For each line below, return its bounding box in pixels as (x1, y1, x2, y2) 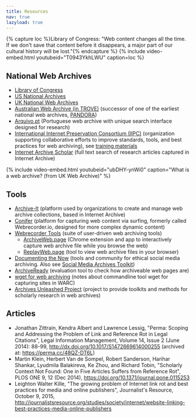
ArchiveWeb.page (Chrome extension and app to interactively (23, 236, 172, 243)
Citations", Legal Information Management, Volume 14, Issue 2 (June (14, 337, 180, 344)
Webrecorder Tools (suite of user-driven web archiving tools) (14, 230, 162, 237)
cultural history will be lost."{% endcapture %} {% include (6, 48, 146, 55)
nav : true (6, 14, 30, 20)
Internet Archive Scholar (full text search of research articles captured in (14, 148, 190, 156)
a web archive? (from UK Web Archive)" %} (6, 172, 111, 179)
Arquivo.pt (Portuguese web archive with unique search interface (14, 118, 173, 125)
